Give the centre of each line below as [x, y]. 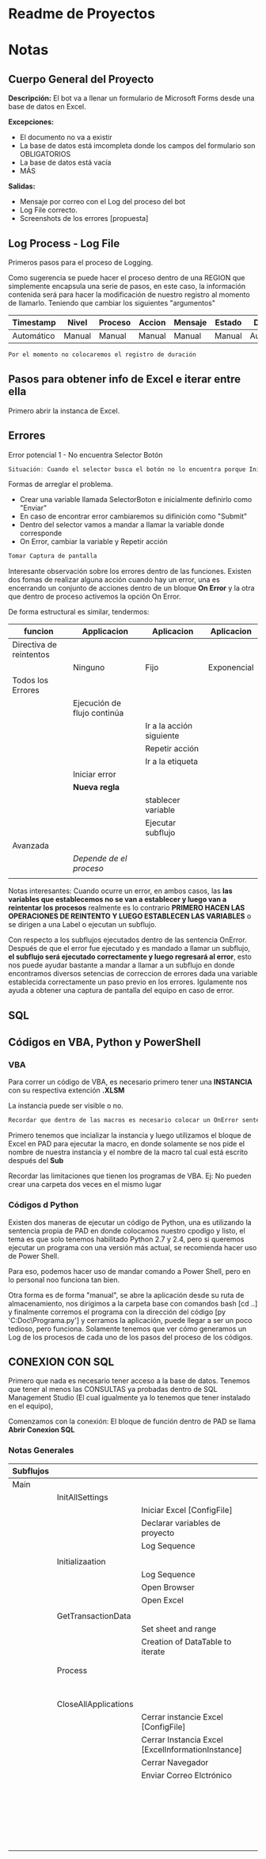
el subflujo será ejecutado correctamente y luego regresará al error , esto [130, 957]
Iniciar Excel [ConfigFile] [187, 1510]
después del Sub [36, 1161]
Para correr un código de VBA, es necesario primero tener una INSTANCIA [130, 1082]
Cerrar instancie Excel [182, 1716]
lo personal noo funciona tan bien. [64, 1279]
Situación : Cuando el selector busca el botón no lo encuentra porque [127, 469]
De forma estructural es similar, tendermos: [79, 612]
